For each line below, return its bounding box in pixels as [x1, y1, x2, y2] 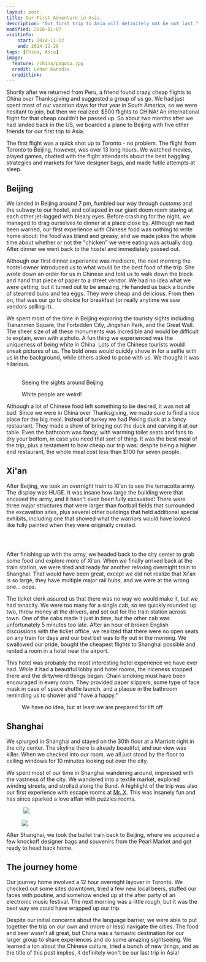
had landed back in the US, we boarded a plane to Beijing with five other [6, 121, 189, 129]
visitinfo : [6, 32, 34, 38]
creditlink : [12, 72, 43, 78]
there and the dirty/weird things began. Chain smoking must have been [6, 672, 186, 679]
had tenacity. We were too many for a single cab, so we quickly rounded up [6, 601, 197, 609]
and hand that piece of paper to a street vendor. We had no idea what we [6, 277, 191, 284]
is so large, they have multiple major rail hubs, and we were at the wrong [6, 576, 189, 583]
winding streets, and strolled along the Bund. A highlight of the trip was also [6, 782, 198, 789]
